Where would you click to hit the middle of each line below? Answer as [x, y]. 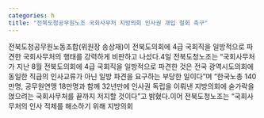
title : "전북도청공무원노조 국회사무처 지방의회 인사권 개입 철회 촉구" [108, 23]
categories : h [32, 15]
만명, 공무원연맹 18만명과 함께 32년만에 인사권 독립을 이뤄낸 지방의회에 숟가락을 [132, 86]
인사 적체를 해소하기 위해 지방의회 [81, 106]
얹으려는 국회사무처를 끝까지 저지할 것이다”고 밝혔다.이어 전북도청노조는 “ [122, 96]
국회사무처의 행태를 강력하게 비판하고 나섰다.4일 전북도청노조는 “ [123, 56]
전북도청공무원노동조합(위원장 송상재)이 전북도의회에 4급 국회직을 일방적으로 [126, 46]
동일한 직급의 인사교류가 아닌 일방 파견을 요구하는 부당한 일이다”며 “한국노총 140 [132, 76]
